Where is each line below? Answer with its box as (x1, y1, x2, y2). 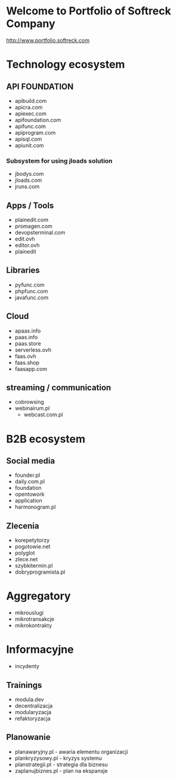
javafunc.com (14, 294, 49, 301)
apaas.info (14, 327, 41, 334)
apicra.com (14, 103, 43, 111)
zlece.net (14, 556, 38, 563)
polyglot (14, 549, 35, 557)
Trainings (6, 680, 42, 690)
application (14, 497, 43, 504)
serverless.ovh (14, 346, 52, 354)
